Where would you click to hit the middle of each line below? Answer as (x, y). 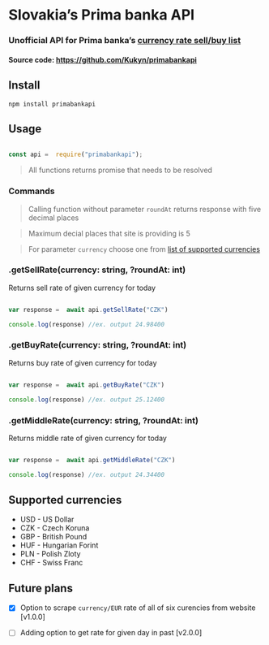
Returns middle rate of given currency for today (88, 438)
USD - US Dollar (47, 519)
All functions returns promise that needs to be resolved (120, 170)
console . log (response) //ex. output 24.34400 (86, 474)
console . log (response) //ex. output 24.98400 (86, 324)
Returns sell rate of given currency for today (82, 288)
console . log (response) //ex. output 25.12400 (86, 400)
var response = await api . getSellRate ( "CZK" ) (88, 310)
